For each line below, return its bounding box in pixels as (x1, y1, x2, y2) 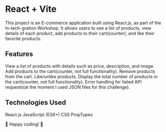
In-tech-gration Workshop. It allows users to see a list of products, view (5, 25, 152, 31)
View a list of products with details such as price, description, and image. (5, 63, 155, 69)
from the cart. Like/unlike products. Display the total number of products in (5, 73, 158, 80)
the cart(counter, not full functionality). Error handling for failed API (5, 79, 142, 85)
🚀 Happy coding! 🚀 (5, 121, 44, 127)
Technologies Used (5, 98, 66, 107)
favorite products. (5, 36, 42, 42)
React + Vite (5, 3, 57, 15)
